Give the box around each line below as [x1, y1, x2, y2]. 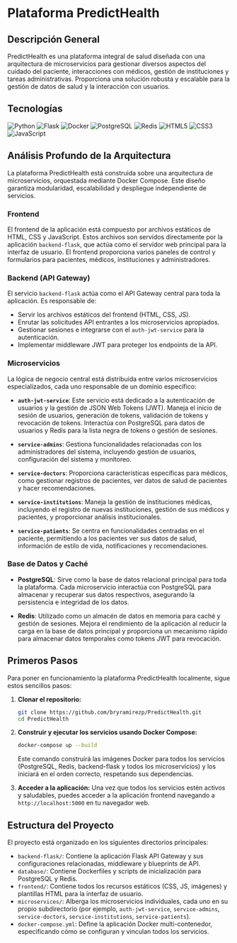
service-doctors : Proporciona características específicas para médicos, [17, 469, 229, 477]
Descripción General [7, 33, 100, 45]
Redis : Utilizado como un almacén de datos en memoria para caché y [17, 611, 221, 620]
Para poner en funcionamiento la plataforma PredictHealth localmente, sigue [7, 673, 231, 682]
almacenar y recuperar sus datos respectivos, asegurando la [17, 590, 195, 599]
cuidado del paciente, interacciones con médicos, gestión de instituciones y [7, 67, 229, 75]
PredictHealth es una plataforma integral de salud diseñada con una [7, 52, 205, 60]
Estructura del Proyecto [7, 819, 115, 832]
